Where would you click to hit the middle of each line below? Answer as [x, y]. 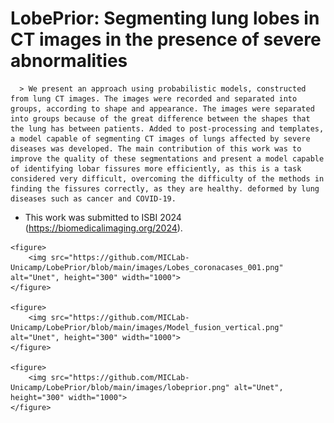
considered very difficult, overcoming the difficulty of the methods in [167, 178]
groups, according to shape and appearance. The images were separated [162, 108]
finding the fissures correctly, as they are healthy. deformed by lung [165, 188]
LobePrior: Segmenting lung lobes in [165, 18]
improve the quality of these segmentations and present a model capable [167, 158]
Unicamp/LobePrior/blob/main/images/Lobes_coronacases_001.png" [147, 267]
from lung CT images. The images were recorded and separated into [154, 98]
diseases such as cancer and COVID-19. [93, 198]
